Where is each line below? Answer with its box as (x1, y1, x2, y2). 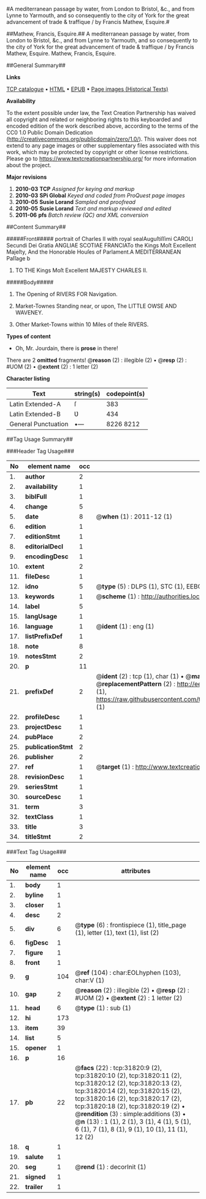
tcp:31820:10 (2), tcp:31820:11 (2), (75, 1071, 182, 1080)
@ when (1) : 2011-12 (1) (96, 512, 173, 521)
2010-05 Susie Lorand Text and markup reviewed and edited (15, 205, 172, 212)
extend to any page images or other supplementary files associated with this (6, 142, 200, 149)
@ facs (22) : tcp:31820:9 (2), (75, 1064, 162, 1072)
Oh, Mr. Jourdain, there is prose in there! (15, 345, 118, 352)
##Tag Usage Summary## (6, 435, 74, 443)
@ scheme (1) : (96, 592, 140, 601)
